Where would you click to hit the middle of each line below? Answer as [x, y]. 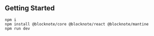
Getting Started [30, 8]
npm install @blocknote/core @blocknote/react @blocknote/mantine [77, 24]
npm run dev [17, 28]
